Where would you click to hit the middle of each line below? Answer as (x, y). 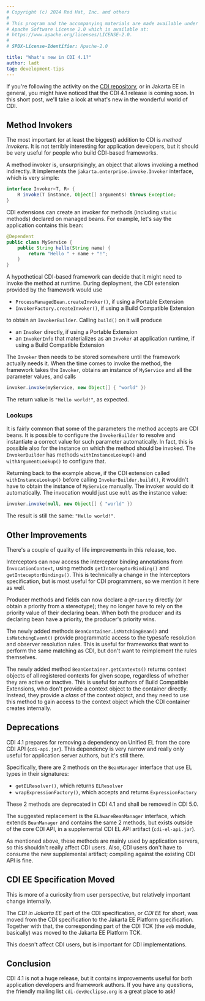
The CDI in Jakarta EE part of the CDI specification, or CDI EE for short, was (102, 913)
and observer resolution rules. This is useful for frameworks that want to (97, 644)
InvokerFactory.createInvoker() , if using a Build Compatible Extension (105, 308)
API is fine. (20, 860)
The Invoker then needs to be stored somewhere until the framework (93, 357)
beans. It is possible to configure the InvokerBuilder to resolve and (91, 435)
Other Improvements (47, 535)
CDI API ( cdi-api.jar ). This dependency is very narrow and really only (95, 749)
